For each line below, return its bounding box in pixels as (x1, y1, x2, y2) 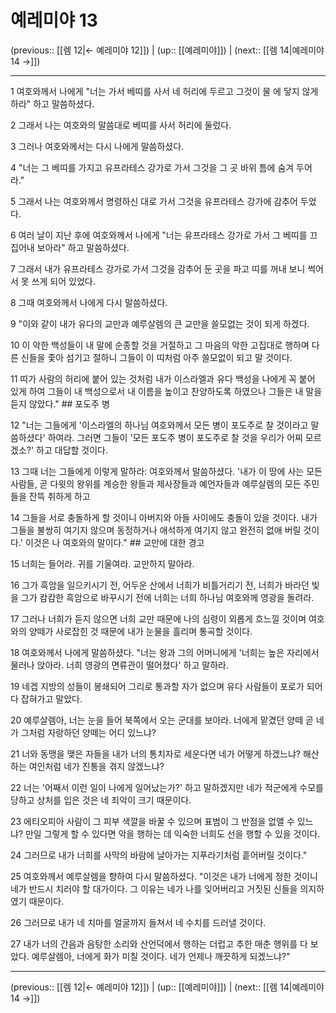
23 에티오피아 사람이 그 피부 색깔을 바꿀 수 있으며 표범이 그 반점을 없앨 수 (10, 815, 295, 827)
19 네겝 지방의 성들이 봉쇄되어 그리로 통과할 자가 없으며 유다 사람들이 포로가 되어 (10, 680, 323, 692)
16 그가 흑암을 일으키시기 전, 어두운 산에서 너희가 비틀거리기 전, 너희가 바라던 (10, 579, 310, 591)
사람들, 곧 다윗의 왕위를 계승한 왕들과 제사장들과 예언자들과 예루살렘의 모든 (10, 477, 302, 490)
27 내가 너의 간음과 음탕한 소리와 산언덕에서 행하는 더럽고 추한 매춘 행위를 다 (10, 937, 308, 950)
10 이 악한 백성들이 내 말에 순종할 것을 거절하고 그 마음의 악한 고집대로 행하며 (10, 339, 310, 351)
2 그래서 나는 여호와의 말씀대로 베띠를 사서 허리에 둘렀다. (10, 119, 232, 131)
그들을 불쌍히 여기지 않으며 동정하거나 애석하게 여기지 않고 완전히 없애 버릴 (10, 524, 302, 536)
